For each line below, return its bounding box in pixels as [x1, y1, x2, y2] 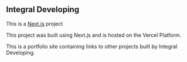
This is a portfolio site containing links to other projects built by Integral [6, 43, 178, 50]
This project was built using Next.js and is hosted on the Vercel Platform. [6, 32, 182, 39]
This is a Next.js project [6, 20, 63, 27]
